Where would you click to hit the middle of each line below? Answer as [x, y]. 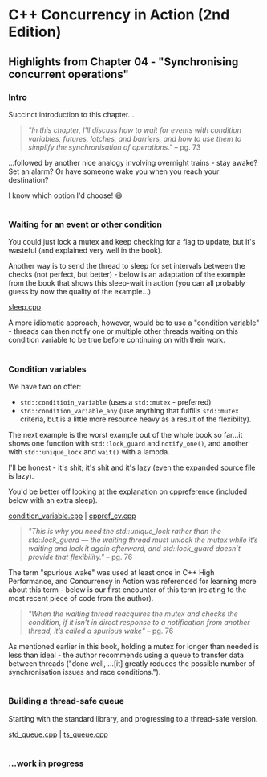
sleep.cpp [25, 307]
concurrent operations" [69, 74]
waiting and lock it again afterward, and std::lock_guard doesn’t [134, 548]
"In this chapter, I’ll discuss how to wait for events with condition [135, 129]
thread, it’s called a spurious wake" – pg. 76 [101, 631]
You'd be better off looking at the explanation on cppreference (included [128, 491]
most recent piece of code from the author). [81, 598]
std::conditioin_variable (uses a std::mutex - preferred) [115, 402]
